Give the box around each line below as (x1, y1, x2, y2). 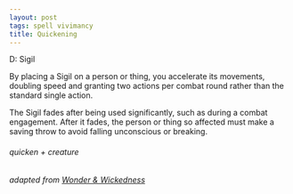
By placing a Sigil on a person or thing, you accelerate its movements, (9, 71, 265, 82)
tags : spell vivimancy (9, 21, 94, 30)
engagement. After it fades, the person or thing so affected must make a (9, 117, 274, 127)
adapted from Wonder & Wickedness (9, 174, 145, 185)
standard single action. (9, 90, 94, 101)
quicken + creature (9, 146, 79, 157)
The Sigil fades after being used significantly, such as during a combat (9, 108, 268, 118)
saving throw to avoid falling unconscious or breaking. (9, 126, 208, 137)
